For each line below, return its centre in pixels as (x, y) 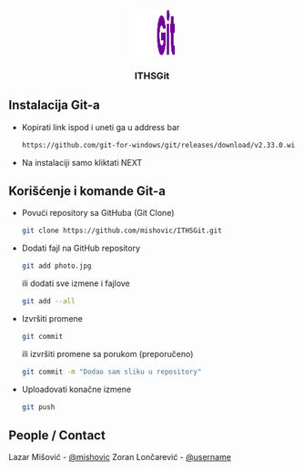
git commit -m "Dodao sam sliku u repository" (111, 372)
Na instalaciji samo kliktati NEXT (82, 162)
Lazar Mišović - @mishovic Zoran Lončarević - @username (120, 457)
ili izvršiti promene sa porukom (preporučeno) (107, 353)
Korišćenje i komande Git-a (87, 191)
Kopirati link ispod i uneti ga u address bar (101, 127)
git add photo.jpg (56, 266)
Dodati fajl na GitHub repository (81, 248)
